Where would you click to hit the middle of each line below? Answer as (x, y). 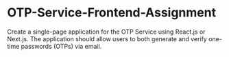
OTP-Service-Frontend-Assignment (112, 13)
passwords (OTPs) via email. (61, 46)
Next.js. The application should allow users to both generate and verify (107, 38)
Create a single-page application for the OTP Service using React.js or (106, 32)
